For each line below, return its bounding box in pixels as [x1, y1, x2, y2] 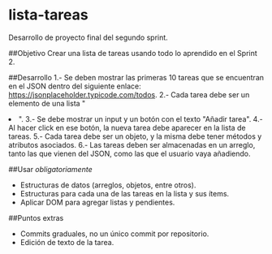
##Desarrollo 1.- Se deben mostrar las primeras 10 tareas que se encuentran [8, 72, 265, 82]
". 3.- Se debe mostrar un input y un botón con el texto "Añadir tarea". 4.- [19, 114, 263, 123]
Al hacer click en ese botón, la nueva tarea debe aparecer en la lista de [8, 123, 246, 132]
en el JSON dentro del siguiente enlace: [8, 81, 141, 91]
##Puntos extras [8, 213, 64, 222]
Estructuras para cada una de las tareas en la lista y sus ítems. [19, 188, 230, 198]
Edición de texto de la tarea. [19, 237, 114, 247]
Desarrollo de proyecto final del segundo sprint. [8, 32, 168, 42]
